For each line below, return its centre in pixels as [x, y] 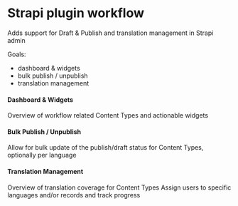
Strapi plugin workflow [76, 13]
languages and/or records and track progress [74, 195]
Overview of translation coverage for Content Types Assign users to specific [119, 187]
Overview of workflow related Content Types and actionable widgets [108, 115]
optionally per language [42, 155]
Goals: [17, 54]
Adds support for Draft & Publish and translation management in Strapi [110, 33]
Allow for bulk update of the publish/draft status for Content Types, [106, 148]
